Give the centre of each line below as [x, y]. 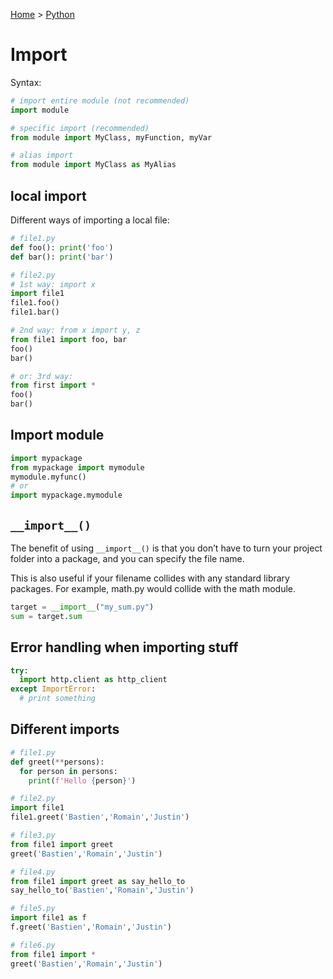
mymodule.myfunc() [48, 477]
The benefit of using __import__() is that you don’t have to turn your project [166, 548]
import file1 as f [48, 918]
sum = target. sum [46, 616]
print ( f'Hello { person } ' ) [82, 780]
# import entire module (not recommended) [100, 100]
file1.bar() [35, 312]
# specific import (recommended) [80, 128]
